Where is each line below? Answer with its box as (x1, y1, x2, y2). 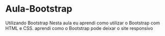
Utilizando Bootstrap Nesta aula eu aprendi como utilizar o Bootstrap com (5, 20, 160, 26)
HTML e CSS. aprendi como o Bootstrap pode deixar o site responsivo (5, 25, 153, 31)
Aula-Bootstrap (5, 3, 73, 15)
